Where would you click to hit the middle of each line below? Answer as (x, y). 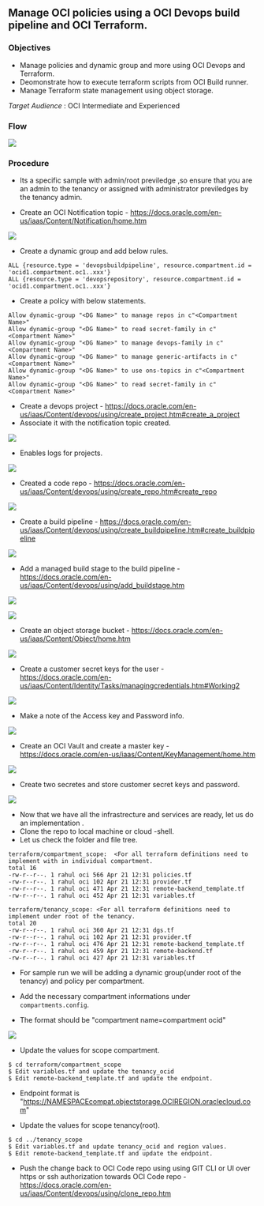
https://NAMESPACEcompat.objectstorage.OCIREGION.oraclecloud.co (137, 1102)
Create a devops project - (61, 406)
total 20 (22, 924)
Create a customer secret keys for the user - (92, 669)
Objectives (30, 48)
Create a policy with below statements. (83, 301)
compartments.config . (54, 1005)
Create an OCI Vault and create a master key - (94, 746)
